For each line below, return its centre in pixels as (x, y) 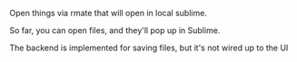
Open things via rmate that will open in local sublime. (108, 13)
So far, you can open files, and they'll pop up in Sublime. (115, 30)
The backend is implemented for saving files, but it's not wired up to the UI (149, 48)
